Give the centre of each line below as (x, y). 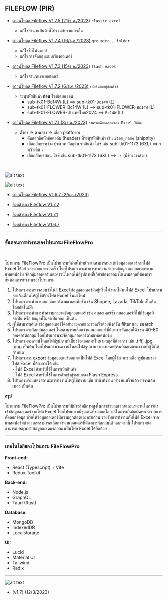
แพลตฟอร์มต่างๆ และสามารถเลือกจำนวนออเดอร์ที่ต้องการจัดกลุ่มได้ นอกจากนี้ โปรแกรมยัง (78, 423)
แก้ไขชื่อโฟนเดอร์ (34, 50)
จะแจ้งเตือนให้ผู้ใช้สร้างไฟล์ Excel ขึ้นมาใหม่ (49, 296)
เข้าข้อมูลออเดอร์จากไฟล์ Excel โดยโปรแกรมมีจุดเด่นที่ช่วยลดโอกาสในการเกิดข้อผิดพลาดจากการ (84, 412)
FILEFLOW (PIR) (30, 8)
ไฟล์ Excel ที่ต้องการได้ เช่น (36, 364)
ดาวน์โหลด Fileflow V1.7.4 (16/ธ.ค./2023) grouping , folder (71, 40)
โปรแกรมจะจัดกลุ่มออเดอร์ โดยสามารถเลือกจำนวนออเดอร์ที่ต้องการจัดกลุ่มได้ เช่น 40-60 (85, 330)
